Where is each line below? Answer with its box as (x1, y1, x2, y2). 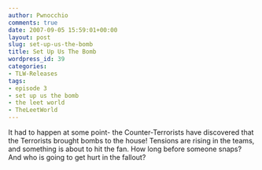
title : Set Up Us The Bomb (8, 48, 97, 56)
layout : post (8, 33, 51, 42)
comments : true (8, 19, 58, 27)
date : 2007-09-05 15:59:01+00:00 (8, 26, 118, 34)
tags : (8, 77, 26, 85)
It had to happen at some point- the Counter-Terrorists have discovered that (8, 128, 254, 137)
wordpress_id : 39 (8, 56, 65, 63)
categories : (8, 63, 47, 71)
